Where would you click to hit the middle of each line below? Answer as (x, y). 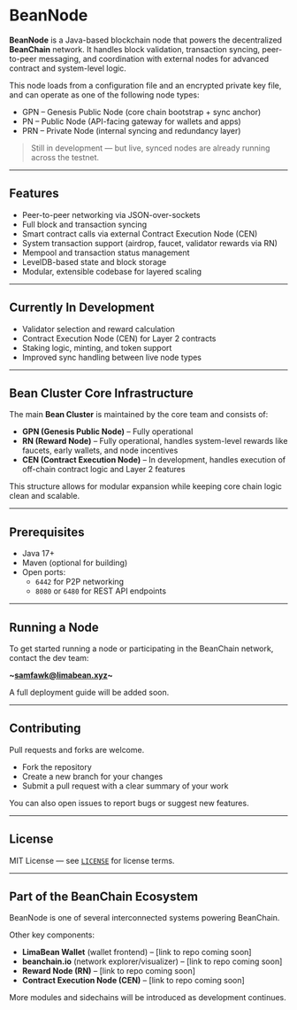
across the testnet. (65, 157)
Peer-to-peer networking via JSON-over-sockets (111, 214)
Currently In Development (82, 308)
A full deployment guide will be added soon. (89, 692)
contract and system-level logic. (68, 68)
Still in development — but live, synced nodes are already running (150, 148)
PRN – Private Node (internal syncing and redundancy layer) (131, 130)
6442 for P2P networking (80, 582)
